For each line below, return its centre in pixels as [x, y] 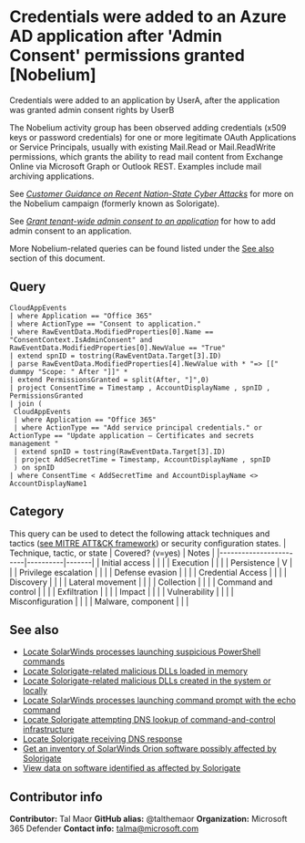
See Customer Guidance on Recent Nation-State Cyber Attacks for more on [152, 193]
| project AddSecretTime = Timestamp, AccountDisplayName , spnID [142, 459]
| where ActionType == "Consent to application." [106, 324]
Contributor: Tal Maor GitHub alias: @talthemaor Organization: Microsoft [148, 819]
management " [34, 443]
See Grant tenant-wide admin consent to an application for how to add [142, 221]
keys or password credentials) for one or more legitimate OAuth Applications [153, 137]
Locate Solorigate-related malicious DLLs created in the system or [147, 681]
